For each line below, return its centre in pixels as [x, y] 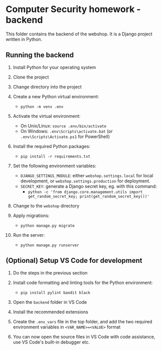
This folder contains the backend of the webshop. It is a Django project [79, 34]
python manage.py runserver [50, 245]
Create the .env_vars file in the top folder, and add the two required [83, 321]
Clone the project [31, 77]
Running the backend [40, 55]
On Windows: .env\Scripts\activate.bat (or [67, 131]
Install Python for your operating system [54, 67]
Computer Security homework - [73, 9]
